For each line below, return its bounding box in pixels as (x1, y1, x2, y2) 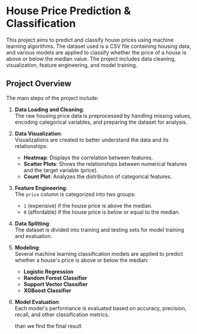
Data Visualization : (14, 130, 63, 137)
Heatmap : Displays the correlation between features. (23, 154, 153, 161)
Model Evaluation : (14, 298, 60, 306)
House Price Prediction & (6, 4, 131, 18)
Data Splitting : (14, 220, 51, 227)
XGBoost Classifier (23, 287, 72, 294)
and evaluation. (14, 232, 53, 239)
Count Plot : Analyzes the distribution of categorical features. (23, 173, 172, 180)
